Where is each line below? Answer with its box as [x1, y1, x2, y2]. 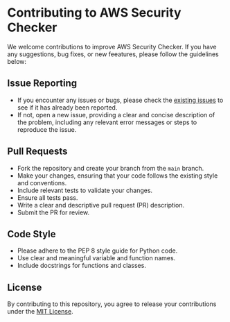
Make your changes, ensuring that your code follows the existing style [17, 171, 218, 180]
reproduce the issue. [17, 125, 77, 133]
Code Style [7, 228, 56, 240]
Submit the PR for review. [17, 208, 90, 217]
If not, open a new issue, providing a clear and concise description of [17, 110, 215, 119]
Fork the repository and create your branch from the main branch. [17, 164, 204, 172]
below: [7, 57, 26, 65]
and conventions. [17, 178, 67, 187]
